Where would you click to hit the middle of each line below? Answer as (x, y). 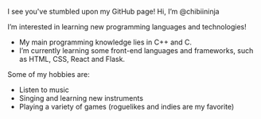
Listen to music (44, 90)
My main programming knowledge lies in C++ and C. (105, 42)
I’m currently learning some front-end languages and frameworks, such (136, 50)
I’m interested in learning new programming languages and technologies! (127, 27)
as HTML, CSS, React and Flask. (72, 59)
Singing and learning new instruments (81, 98)
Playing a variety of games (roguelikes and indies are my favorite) (127, 107)
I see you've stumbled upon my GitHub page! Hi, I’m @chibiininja (113, 12)
